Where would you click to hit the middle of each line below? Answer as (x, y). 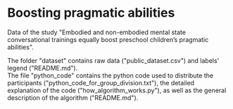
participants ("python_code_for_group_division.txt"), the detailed (101, 82)
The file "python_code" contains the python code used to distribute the (110, 75)
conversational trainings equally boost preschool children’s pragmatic (108, 39)
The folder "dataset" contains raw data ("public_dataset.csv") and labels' (113, 60)
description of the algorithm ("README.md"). (73, 97)
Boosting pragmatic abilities (91, 13)
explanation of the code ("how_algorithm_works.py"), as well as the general (117, 90)
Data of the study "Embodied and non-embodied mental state (97, 32)
